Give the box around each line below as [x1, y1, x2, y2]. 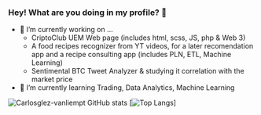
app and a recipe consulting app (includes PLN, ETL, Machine [31, 50, 232, 59]
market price [31, 74, 73, 84]
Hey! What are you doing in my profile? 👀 [8, 7, 167, 18]
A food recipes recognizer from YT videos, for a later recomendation [31, 41, 254, 51]
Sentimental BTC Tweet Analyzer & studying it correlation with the [31, 66, 245, 76]
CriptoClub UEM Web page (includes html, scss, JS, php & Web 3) [31, 33, 246, 42]
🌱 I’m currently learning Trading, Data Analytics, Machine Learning [19, 83, 235, 92]
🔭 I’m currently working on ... [19, 25, 113, 34]
